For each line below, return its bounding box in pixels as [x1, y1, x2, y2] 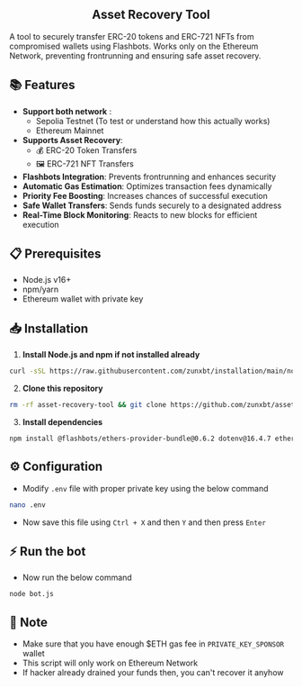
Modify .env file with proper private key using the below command [22, 483, 269, 493]
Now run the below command [22, 572, 132, 583]
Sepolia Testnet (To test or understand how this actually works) [35, 115, 271, 126]
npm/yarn [22, 284, 59, 295]
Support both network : [22, 105, 112, 116]
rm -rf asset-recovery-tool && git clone [9, 401, 167, 410]
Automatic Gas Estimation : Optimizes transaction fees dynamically [22, 180, 272, 192]
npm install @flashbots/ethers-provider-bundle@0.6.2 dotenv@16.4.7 [9, 434, 271, 443]
